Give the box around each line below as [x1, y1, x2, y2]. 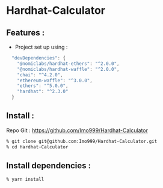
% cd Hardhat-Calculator [6, 144, 69, 150]
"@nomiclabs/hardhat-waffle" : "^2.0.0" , [17, 66, 120, 72]
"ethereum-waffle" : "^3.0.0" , [17, 77, 93, 83]
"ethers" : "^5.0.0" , [17, 83, 69, 89]
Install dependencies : [6, 160, 91, 171]
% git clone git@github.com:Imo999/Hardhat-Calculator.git [6, 138, 158, 144]
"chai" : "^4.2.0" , [17, 71, 63, 78]
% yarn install [6, 177, 45, 183]
